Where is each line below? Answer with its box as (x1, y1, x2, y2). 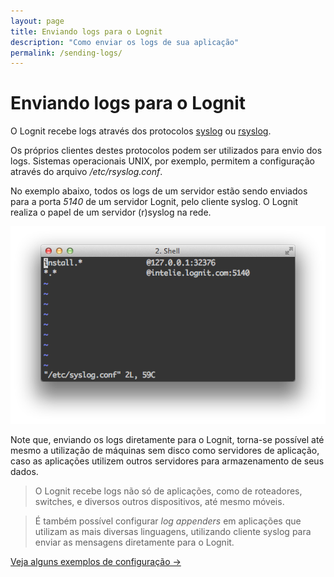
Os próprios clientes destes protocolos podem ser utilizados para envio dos (10, 145, 323, 157)
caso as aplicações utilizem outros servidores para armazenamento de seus (10, 455, 325, 467)
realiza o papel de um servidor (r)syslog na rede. (10, 206, 212, 219)
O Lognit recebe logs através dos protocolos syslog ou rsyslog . (10, 125, 272, 137)
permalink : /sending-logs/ (10, 48, 123, 58)
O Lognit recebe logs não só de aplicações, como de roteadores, (34, 485, 303, 497)
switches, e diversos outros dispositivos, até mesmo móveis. (34, 495, 285, 507)
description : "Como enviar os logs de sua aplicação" (10, 37, 240, 47)
